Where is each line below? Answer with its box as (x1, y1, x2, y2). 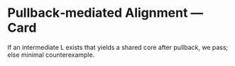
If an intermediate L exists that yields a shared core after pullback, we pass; (7, 43, 229, 51)
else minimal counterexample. (7, 51, 95, 59)
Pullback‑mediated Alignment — (7, 5, 204, 21)
